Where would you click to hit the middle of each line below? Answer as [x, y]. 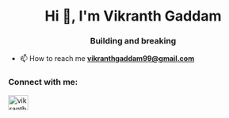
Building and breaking [133, 41]
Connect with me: [43, 82]
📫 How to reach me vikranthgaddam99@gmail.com [107, 59]
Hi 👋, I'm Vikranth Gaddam [133, 16]
